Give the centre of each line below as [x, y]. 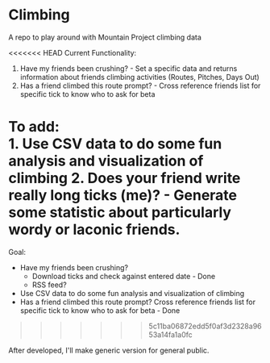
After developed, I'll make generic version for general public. [109, 350]
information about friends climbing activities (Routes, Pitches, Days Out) [139, 77]
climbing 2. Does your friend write [125, 178]
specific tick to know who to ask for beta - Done [100, 310]
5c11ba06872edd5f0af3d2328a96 [205, 326]
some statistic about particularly [120, 213]
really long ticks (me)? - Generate [123, 196]
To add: [34, 127]
